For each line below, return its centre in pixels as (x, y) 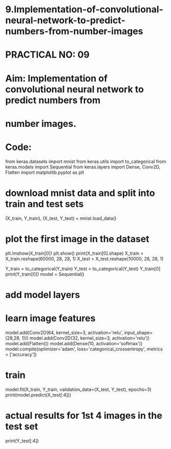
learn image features (50, 318)
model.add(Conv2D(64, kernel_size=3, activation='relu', (64, 332)
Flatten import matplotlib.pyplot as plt (45, 172)
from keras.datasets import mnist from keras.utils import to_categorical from (86, 161)
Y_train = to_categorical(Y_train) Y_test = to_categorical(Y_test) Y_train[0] (83, 269)
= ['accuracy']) (21, 354)
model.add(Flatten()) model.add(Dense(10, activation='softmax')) (74, 343)
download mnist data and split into (80, 193)
